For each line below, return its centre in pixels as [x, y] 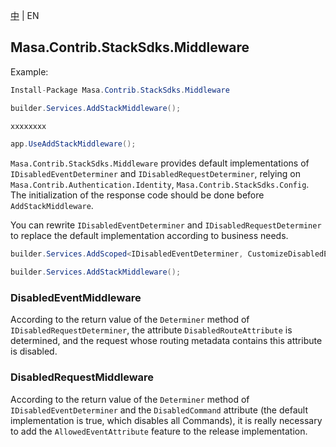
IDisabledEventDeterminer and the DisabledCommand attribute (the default [159, 410]
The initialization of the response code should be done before [137, 195]
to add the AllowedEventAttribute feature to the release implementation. [159, 431]
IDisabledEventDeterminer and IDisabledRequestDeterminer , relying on [155, 174]
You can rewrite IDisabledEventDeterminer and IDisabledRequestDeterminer [166, 225]
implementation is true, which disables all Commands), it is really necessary [166, 420]
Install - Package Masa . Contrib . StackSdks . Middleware [120, 90]
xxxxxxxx [28, 126]
